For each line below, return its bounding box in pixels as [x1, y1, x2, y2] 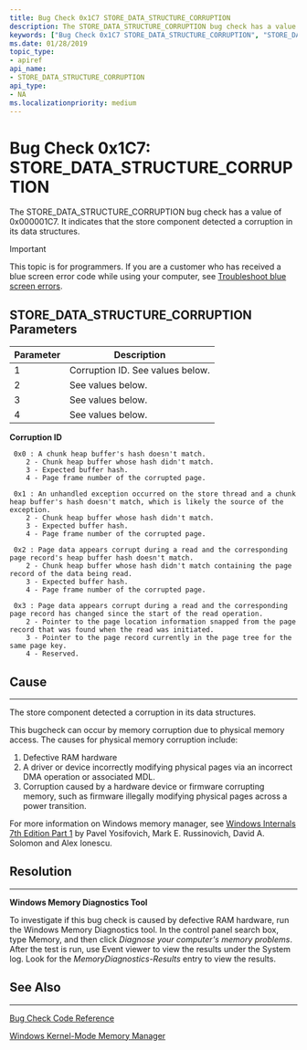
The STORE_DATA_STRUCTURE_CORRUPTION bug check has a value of [9, 206, 282, 217]
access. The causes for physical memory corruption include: [9, 734, 238, 745]
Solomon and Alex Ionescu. [9, 837, 112, 848]
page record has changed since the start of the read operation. [9, 609, 263, 619]
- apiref [9, 56, 43, 65]
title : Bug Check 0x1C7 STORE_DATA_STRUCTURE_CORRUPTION [9, 13, 231, 23]
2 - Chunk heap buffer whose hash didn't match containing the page [26, 562, 292, 571]
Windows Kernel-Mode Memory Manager [9, 1030, 166, 1041]
